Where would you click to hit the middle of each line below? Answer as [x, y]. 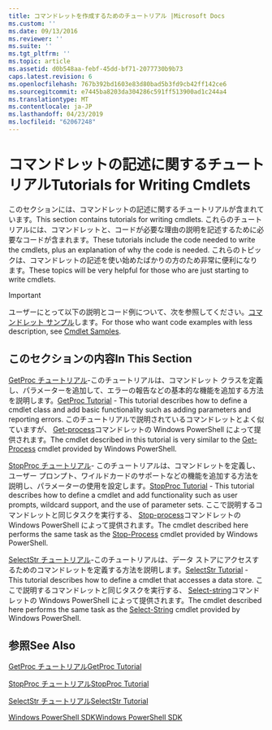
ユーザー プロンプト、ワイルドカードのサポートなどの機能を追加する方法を [134, 475]
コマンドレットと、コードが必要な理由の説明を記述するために [154, 229]
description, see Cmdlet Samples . [65, 331]
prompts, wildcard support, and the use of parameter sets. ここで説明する [132, 505]
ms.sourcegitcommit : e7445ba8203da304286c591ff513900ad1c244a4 [118, 92]
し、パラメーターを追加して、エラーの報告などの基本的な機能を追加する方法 [136, 390]
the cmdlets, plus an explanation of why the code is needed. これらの [125, 250]
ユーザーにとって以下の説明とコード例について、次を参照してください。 [129, 312]
